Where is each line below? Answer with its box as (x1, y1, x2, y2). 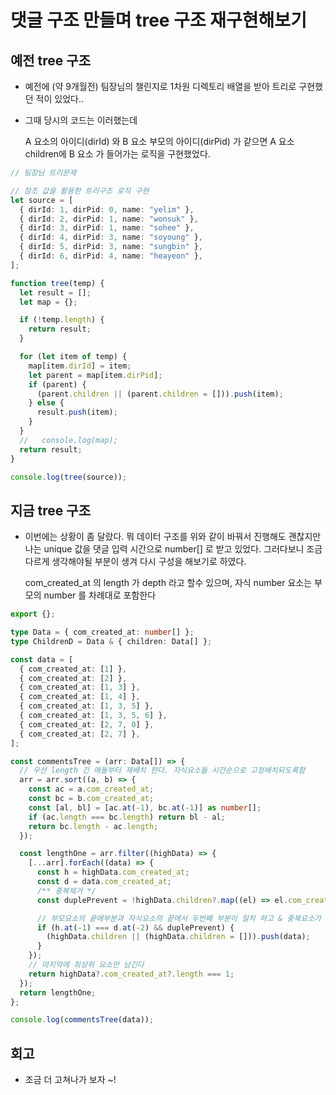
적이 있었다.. (35, 93, 85, 105)
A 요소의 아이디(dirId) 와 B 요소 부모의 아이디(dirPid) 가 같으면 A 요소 (24, 136, 295, 147)
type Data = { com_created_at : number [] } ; (10, 627, 195, 638)
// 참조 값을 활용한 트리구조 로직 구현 (10, 186, 150, 196)
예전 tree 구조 (10, 52, 91, 69)
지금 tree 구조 (10, 502, 91, 519)
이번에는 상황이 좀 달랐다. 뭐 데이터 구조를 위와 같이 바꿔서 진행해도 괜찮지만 (24, 531, 322, 543)
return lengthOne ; (19, 987, 97, 998)
